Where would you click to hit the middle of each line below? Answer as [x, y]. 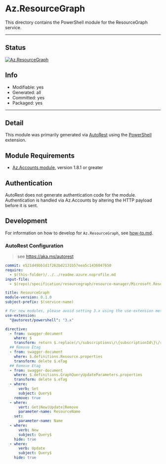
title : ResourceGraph [27, 293]
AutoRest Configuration [34, 246]
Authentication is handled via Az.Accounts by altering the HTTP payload [79, 200]
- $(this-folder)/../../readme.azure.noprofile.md [63, 275]
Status [16, 48]
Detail [14, 123]
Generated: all [26, 92]
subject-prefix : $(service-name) [40, 302]
